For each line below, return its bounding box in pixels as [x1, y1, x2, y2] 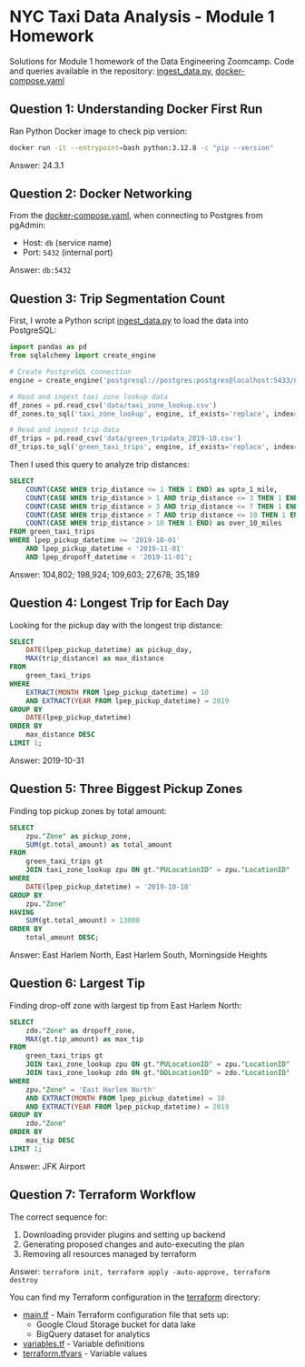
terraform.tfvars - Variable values [22, 1348, 148, 1359]
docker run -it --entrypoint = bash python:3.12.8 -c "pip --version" [9, 143, 274, 152]
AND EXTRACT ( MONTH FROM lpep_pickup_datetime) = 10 [25, 1093, 225, 1102]
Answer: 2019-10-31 [9, 755, 84, 766]
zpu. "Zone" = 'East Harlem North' [25, 1085, 156, 1094]
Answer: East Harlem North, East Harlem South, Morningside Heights [9, 950, 268, 960]
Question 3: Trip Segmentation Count [9, 291, 225, 307]
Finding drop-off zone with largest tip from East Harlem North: [9, 1000, 242, 1010]
